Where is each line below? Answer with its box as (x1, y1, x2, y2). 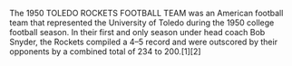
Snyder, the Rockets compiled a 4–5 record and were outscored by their (9, 36, 278, 47)
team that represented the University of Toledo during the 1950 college (9, 17, 275, 28)
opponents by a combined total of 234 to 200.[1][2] (9, 46, 201, 57)
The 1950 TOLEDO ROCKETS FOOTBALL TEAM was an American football (9, 8, 284, 18)
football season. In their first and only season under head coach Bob (9, 27, 266, 37)
